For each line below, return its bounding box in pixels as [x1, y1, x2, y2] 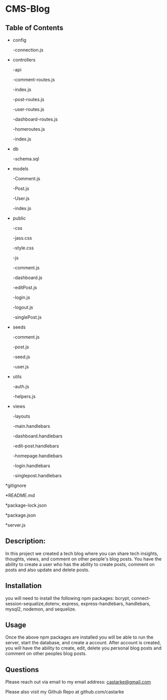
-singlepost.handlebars [12, 473, 62, 478]
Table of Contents [5, 24, 64, 32]
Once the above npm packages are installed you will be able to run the [5, 634, 154, 640]
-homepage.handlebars [12, 453, 63, 459]
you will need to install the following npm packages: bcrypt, [5, 595, 131, 601]
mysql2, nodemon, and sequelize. [5, 606, 77, 612]
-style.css [12, 245, 34, 251]
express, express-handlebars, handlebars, [61, 600, 151, 606]
